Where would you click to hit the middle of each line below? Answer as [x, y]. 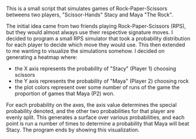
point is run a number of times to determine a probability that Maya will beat [98, 123]
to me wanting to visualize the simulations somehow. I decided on [85, 51]
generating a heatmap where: [42, 57]
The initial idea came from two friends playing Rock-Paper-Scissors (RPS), [96, 26]
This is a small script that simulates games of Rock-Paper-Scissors [87, 9]
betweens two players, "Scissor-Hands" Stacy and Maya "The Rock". [89, 15]
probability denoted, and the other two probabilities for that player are [90, 111]
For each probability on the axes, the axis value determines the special [92, 105]
